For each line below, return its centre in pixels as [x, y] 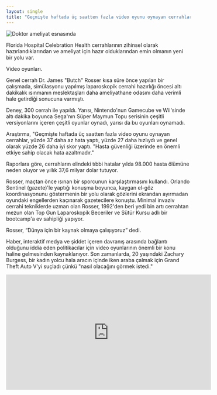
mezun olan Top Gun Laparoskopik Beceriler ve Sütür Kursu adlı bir [87, 212]
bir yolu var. [20, 57]
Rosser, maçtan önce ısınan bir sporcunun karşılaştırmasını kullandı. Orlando [98, 181]
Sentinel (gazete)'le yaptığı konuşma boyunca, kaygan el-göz [80, 187]
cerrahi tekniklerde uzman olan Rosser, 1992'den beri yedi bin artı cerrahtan [97, 206]
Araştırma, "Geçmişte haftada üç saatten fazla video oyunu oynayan [88, 134]
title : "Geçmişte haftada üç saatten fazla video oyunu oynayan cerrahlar [99, 17]
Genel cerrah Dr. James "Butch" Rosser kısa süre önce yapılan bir [85, 80]
